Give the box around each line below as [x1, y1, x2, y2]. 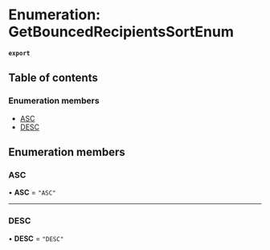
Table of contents [8, 71, 98, 85]
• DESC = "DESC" [8, 233, 64, 243]
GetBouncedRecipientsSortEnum [8, 23, 235, 41]
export [8, 49, 31, 57]
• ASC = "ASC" [8, 187, 56, 198]
